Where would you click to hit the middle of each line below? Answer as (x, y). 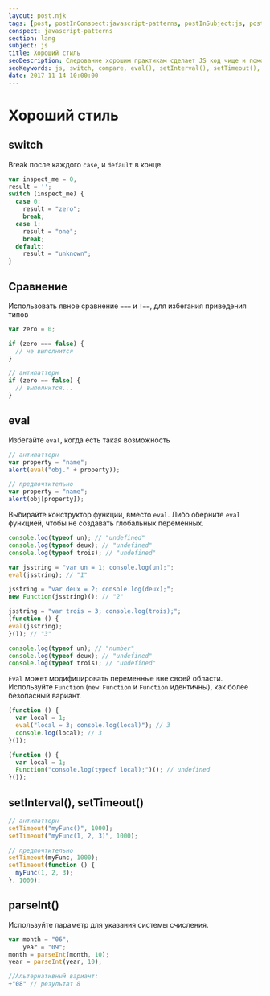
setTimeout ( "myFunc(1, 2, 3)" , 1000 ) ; (73, 836)
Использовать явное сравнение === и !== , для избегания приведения (127, 306)
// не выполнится (45, 351)
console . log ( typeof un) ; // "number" (72, 648)
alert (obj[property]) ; (46, 500)
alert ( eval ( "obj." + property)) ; (64, 470)
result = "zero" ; (52, 209)
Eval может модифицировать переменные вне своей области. (116, 679)
